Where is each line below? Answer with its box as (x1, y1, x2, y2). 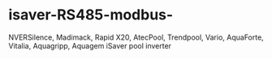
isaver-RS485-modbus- (8, 6, 174, 24)
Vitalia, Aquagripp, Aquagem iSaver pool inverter (8, 40, 172, 50)
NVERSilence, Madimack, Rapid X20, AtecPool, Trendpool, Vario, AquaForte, (8, 32, 264, 42)
